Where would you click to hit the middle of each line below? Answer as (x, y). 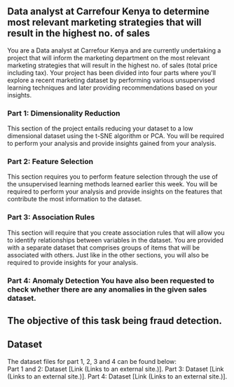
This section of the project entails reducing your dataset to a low (101, 128)
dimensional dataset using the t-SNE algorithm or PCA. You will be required (116, 136)
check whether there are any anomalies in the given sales (107, 289)
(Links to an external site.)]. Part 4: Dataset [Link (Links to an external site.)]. (117, 376)
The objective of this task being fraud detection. (115, 321)
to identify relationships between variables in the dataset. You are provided (116, 240)
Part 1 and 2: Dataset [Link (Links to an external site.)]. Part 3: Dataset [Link (116, 369)
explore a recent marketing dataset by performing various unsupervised (111, 80)
